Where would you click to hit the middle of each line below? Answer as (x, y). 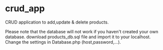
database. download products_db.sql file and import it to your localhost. (78, 37)
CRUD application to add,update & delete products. (57, 22)
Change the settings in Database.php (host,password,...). (63, 42)
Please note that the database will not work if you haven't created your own (82, 31)
